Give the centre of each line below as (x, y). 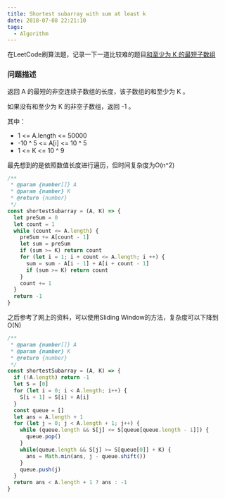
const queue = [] (39, 410)
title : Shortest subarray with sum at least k (77, 14)
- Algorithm (31, 34)
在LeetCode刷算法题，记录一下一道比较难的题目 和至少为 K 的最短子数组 (111, 54)
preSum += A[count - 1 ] (55, 237)
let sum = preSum (45, 244)
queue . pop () (43, 437)
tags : (15, 27)
